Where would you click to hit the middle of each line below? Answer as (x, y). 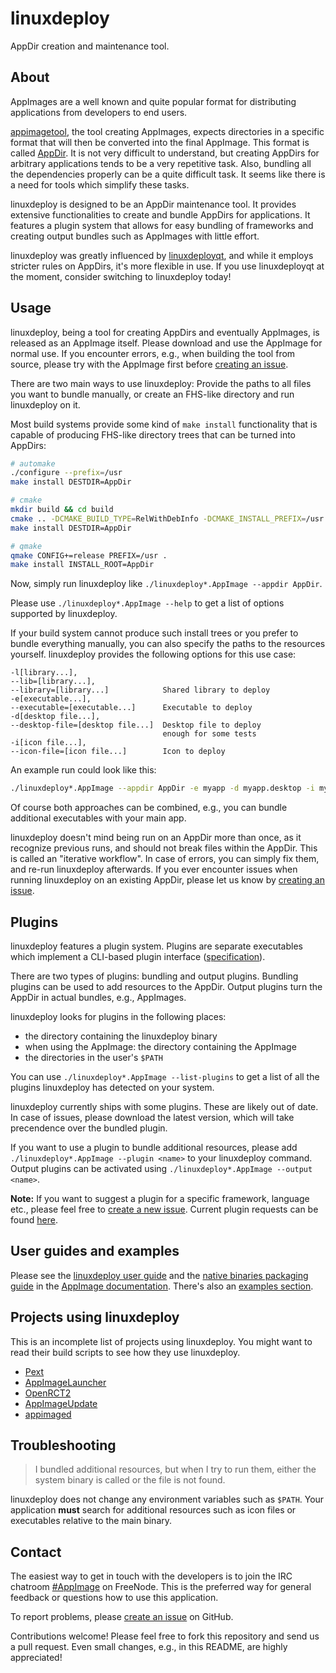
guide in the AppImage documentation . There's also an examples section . (162, 1286)
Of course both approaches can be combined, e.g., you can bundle (149, 808)
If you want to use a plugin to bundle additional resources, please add (154, 1147)
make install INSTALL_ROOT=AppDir (82, 565)
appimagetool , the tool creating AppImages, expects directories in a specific (167, 131)
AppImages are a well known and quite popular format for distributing (153, 101)
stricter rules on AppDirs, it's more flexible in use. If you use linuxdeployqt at (167, 266)
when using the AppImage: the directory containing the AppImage (160, 1046)
